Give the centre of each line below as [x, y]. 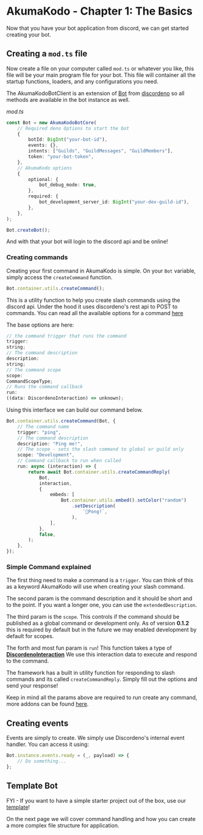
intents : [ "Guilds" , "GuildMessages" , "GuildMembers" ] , [101, 151]
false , [47, 535]
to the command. [28, 661]
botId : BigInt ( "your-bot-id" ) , [68, 140]
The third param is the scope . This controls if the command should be [93, 617]
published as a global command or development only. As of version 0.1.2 [98, 624]
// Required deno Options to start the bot [73, 128]
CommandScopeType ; [30, 381]
